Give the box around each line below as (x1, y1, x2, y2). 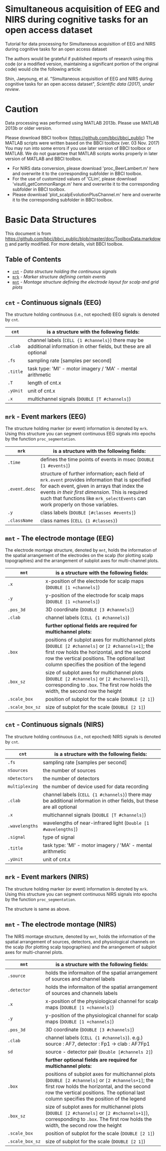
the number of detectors (42, 775, 100, 782)
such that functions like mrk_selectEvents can (40, 495, 146, 502)
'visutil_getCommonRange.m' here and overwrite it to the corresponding (12, 181, 160, 187)
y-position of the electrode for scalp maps (45, 592, 144, 599)
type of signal (42, 834, 75, 841)
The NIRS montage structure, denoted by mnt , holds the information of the (5, 933, 156, 939)
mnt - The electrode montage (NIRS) (5, 920, 117, 929)
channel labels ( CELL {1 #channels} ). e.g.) (45, 1034, 143, 1041)
